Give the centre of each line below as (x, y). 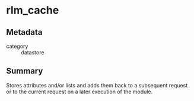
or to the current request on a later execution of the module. (79, 92)
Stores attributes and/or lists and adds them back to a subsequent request (97, 85)
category (17, 46)
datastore (33, 53)
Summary (25, 71)
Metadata (24, 32)
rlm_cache (33, 10)
